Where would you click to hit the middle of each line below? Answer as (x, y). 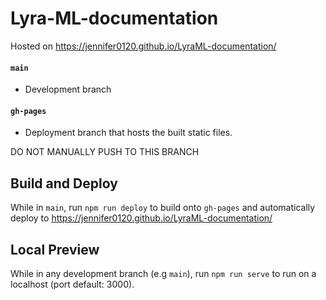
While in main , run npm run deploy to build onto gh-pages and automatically (163, 208)
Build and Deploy (64, 183)
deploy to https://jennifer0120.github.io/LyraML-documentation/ (141, 218)
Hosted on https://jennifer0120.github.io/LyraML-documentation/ (143, 46)
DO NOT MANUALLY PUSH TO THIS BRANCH (105, 152)
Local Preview (55, 249)
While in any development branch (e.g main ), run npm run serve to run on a (163, 273)
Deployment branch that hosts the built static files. (128, 133)
